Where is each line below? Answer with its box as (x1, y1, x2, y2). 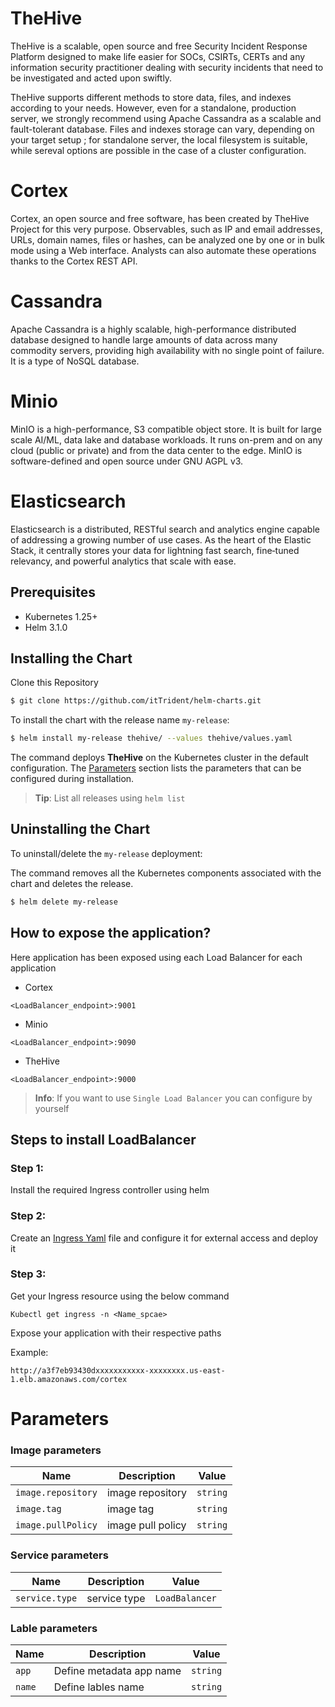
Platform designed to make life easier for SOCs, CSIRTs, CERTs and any (10, 50, 306, 62)
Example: (10, 1346, 49, 1358)
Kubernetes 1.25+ (24, 610, 98, 622)
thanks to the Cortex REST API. (10, 255, 138, 267)
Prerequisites (10, 584, 96, 601)
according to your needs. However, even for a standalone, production (10, 102, 297, 114)
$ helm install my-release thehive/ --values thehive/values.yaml (10, 733, 293, 744)
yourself (34, 1102, 70, 1114)
